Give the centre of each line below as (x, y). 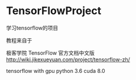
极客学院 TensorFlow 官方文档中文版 (50, 53)
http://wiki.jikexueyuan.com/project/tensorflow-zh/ (68, 59)
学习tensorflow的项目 (32, 28)
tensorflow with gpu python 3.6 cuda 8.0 (56, 71)
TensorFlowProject (54, 11)
